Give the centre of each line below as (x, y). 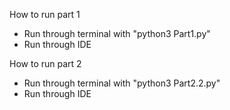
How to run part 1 (45, 14)
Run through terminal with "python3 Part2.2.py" (122, 83)
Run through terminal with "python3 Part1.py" (117, 33)
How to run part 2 (45, 63)
